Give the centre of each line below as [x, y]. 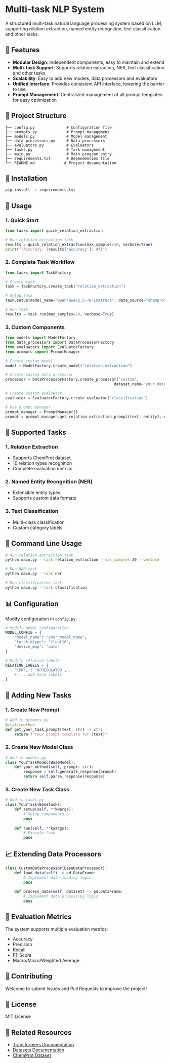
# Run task [17, 310]
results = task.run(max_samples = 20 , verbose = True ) [60, 314]
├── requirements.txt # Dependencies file [57, 158]
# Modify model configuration [37, 628]
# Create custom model [29, 361]
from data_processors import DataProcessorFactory [60, 343]
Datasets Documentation [38, 1050]
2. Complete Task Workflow [40, 262]
